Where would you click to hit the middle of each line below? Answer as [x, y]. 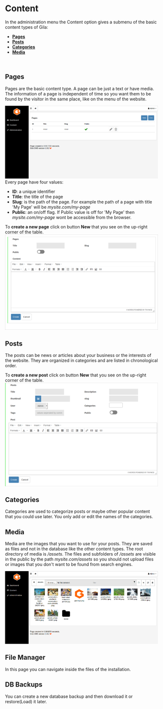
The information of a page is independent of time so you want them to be [78, 93]
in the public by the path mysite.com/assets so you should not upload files [79, 559]
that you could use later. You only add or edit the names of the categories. [79, 517]
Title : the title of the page [37, 196]
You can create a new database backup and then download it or [69, 696]
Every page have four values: [34, 182]
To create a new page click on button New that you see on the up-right [76, 226]
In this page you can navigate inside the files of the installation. [68, 669]
